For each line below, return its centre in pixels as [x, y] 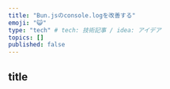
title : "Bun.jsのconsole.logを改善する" [72, 15]
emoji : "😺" [27, 23]
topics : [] [26, 37]
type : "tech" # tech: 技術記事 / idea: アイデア [85, 30]
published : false [37, 45]
